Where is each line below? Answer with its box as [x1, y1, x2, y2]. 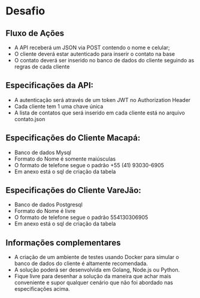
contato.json [14, 115, 46, 122]
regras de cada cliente [14, 63, 70, 70]
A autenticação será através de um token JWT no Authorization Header [14, 96, 191, 103]
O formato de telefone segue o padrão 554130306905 [14, 214, 149, 221]
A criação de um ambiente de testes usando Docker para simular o [14, 254, 179, 261]
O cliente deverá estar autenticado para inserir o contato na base [14, 50, 175, 58]
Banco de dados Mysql [14, 149, 71, 156]
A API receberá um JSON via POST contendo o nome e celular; [14, 44, 170, 51]
